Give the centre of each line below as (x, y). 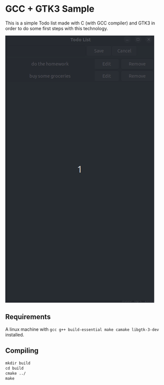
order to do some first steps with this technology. (57, 28)
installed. (15, 335)
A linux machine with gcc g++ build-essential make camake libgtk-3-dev (82, 329)
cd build (14, 368)
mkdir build (18, 363)
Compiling (22, 351)
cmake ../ (16, 373)
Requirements (28, 317)
